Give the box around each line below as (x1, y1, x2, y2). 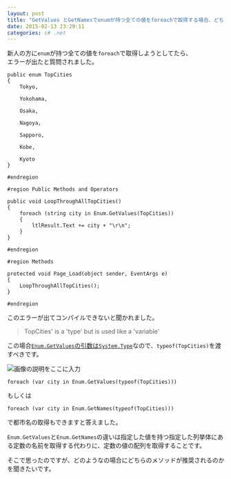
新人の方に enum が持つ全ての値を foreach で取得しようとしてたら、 (7, 49, 192, 57)
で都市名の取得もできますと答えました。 (7, 418, 122, 427)
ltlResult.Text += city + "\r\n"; (32, 222, 131, 230)
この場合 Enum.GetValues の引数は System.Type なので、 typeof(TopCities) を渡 (7, 342, 222, 350)
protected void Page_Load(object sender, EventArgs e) (7, 270, 168, 278)
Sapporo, (19, 132, 45, 139)
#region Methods (7, 258, 54, 265)
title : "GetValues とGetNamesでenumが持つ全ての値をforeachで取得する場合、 (7, 17, 214, 23)
